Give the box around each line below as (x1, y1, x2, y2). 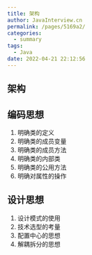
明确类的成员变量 (17, 137, 67, 145)
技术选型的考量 (17, 222, 61, 231)
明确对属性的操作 (17, 172, 67, 180)
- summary (13, 36, 42, 43)
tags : (7, 42, 23, 49)
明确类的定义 (17, 128, 54, 136)
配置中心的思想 (17, 231, 61, 240)
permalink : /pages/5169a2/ (7, 23, 86, 30)
